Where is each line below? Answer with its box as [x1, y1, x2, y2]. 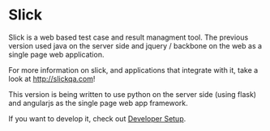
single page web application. [8, 49, 105, 59]
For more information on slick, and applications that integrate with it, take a [8, 65, 259, 74]
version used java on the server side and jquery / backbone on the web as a [8, 40, 262, 50]
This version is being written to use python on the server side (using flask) [8, 89, 257, 99]
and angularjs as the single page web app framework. [8, 98, 188, 108]
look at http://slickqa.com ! [8, 74, 96, 83]
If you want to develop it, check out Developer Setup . [8, 113, 186, 123]
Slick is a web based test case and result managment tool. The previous [8, 32, 249, 42]
